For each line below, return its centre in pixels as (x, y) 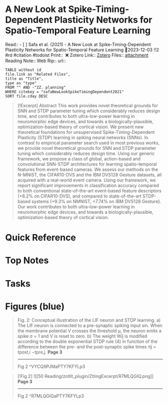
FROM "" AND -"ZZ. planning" (35, 87)
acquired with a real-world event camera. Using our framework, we (86, 180)
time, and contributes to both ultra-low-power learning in (76, 116)
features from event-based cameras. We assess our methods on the (88, 169)
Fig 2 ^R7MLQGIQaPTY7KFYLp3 (50, 396)
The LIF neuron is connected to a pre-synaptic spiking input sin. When (90, 326)
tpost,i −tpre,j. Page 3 (40, 352)
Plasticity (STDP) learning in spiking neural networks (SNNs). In (83, 137)
